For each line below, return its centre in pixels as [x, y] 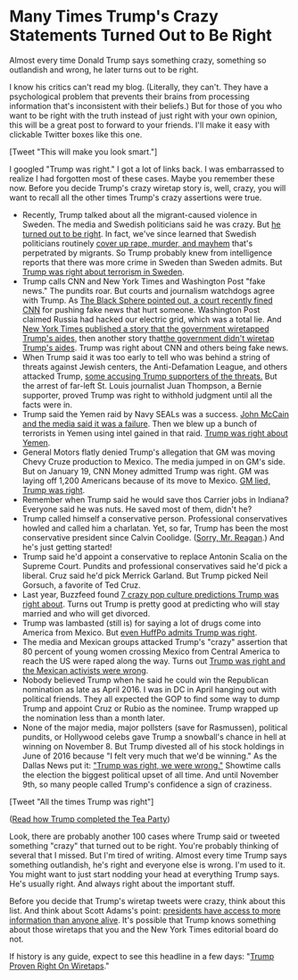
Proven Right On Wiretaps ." [59, 966]
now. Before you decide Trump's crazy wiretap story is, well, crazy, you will [148, 188]
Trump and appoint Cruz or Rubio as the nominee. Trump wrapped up [150, 708]
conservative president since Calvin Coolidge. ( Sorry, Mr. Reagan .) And [153, 537]
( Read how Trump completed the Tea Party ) [90, 818]
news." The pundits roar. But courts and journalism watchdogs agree [148, 290]
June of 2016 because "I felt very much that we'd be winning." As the [149, 756]
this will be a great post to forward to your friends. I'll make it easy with [140, 125]
